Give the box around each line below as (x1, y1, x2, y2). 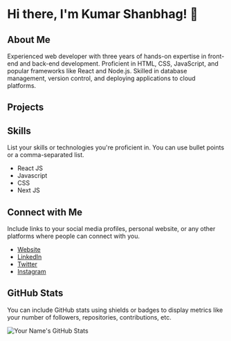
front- (207, 52, 225, 60)
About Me (7, 34, 50, 46)
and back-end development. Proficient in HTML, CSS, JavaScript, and (19, 59, 219, 68)
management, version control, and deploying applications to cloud (7, 74, 196, 82)
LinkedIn (17, 252, 42, 261)
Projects (7, 102, 44, 113)
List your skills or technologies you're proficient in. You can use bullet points (7, 143, 225, 151)
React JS (17, 164, 44, 172)
